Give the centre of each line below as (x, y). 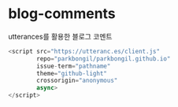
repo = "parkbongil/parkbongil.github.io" (104, 59)
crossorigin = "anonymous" (77, 81)
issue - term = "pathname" (74, 66)
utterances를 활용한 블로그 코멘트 (60, 36)
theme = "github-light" (72, 73)
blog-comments (62, 14)
